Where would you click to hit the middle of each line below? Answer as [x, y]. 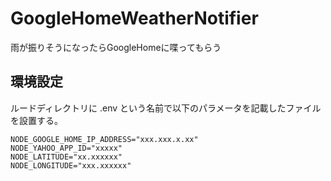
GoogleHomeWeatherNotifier [134, 18]
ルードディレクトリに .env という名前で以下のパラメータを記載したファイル [166, 108]
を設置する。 [36, 120]
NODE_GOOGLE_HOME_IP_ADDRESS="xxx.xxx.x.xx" [104, 139]
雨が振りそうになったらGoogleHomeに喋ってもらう [116, 47]
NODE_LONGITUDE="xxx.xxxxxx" [71, 165]
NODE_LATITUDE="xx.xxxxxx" [66, 157]
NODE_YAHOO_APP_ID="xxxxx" [66, 148]
